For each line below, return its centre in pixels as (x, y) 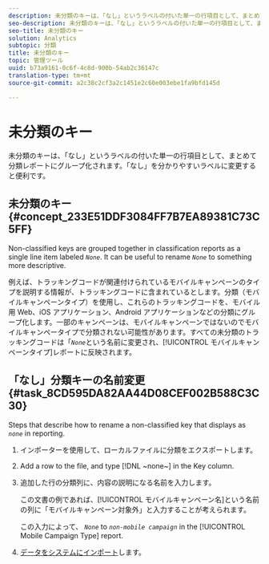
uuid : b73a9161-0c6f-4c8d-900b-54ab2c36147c (84, 68)
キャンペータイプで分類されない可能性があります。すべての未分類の (134, 332)
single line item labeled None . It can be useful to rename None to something (130, 257)
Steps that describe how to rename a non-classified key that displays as (127, 425)
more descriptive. (37, 266)
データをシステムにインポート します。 (82, 552)
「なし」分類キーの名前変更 (77, 380)
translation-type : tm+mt (50, 75)
